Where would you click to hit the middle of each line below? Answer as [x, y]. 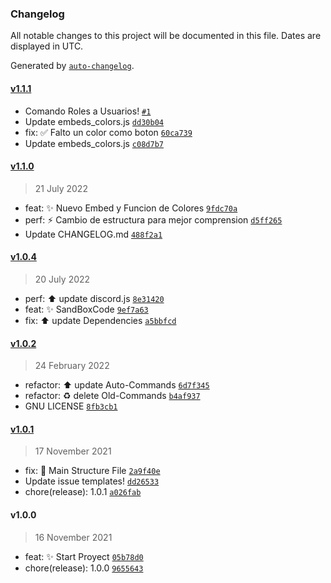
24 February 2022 [72, 366]
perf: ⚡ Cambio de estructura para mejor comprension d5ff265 [153, 219]
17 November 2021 [73, 451]
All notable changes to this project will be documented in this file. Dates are [166, 36]
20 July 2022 [62, 279]
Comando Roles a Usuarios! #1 [88, 111]
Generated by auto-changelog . [72, 66]
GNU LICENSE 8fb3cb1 [71, 406]
